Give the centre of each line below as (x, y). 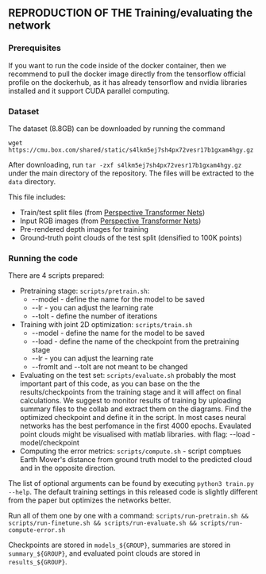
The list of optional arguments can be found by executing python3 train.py (131, 483)
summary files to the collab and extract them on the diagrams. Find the (135, 409)
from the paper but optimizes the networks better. (90, 500)
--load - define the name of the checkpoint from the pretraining (135, 341)
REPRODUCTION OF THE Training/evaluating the (131, 13)
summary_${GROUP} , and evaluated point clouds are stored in (104, 553)
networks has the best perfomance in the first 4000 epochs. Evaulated (135, 426)
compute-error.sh (37, 530)
